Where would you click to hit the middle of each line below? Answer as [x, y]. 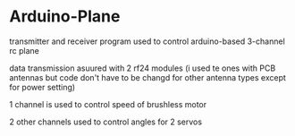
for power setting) [42, 87]
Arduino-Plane [65, 17]
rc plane [25, 50]
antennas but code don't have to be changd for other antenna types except [147, 77]
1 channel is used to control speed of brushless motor [108, 104]
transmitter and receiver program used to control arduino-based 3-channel [147, 41]
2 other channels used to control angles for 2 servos [106, 122]
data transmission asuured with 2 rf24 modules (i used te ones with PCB [143, 68]
